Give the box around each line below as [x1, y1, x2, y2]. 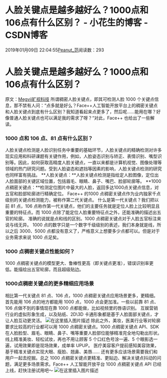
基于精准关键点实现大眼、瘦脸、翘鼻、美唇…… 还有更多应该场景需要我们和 [5, 349, 158, 355]
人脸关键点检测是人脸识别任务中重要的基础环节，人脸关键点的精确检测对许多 [5, 147, 162, 153]
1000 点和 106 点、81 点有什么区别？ [5, 135, 93, 142]
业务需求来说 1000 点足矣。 [5, 234, 62, 240]
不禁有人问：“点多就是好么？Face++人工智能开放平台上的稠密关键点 [18, 102, 158, 108]
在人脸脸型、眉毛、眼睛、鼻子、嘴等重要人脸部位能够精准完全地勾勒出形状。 [5, 330, 162, 336]
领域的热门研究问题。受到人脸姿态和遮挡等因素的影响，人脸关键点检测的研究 [5, 166, 162, 172]
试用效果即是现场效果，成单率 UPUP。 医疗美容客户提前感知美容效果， [13, 342, 159, 348]
